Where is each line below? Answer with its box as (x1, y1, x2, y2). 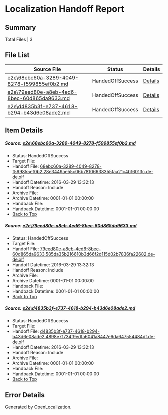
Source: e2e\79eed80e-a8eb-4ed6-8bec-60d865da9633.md (5, 222, 137, 228)
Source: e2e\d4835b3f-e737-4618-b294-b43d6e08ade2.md (5, 305, 136, 311)
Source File (33, 66, 61, 73)
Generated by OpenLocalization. (5, 404, 72, 410)
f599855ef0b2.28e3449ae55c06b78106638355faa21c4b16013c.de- (12, 169, 154, 175)
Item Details (5, 126, 43, 135)
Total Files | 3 (5, 36, 33, 42)
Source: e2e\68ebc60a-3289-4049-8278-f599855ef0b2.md (5, 140, 136, 146)
